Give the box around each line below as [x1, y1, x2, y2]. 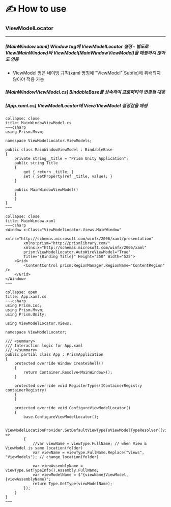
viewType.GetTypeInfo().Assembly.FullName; [5, 468, 99, 473]
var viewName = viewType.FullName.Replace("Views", [32, 450, 145, 455]
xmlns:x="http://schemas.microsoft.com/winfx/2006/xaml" [23, 245, 147, 250]
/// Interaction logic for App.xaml [5, 343, 83, 348]
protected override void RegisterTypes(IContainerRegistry [14, 383, 142, 388]
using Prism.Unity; [5, 312, 47, 317]
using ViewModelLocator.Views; [5, 321, 72, 326]
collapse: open [5, 290, 38, 295]
